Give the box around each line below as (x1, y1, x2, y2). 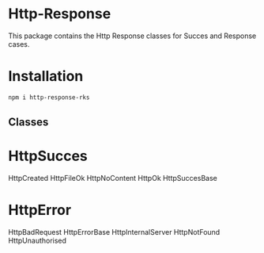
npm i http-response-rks (8, 93, 90, 102)
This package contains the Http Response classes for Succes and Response (8, 31, 257, 40)
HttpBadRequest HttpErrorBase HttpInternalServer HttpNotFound (8, 228, 221, 237)
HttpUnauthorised (8, 236, 67, 246)
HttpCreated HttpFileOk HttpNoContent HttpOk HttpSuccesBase (8, 174, 217, 183)
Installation (8, 67, 84, 86)
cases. (8, 39, 30, 48)
